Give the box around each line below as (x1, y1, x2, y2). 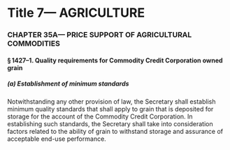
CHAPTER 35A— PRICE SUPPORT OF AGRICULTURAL (7, 30, 192, 40)
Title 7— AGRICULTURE (7, 5, 145, 21)
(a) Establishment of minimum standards (7, 79, 129, 88)
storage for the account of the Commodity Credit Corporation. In (7, 112, 194, 121)
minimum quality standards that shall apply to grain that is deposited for (7, 104, 214, 113)
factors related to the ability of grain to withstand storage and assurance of (7, 127, 224, 135)
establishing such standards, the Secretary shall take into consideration (7, 119, 213, 128)
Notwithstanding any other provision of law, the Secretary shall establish (7, 97, 216, 106)
